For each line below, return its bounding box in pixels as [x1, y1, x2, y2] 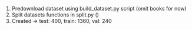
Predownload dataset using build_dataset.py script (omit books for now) [11, 5, 187, 12]
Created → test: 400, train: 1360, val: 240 [11, 18, 112, 24]
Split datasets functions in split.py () [11, 11, 99, 18]
